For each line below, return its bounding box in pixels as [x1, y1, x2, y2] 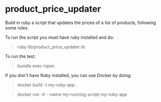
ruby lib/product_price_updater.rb [17, 44, 85, 50]
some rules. [5, 25, 29, 30]
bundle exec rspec [17, 63, 55, 69]
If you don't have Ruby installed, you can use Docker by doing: [5, 72, 132, 78]
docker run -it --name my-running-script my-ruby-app [17, 91, 128, 97]
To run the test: [5, 53, 36, 59]
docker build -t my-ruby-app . [17, 82, 78, 88]
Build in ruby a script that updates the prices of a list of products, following [5, 20, 156, 25]
